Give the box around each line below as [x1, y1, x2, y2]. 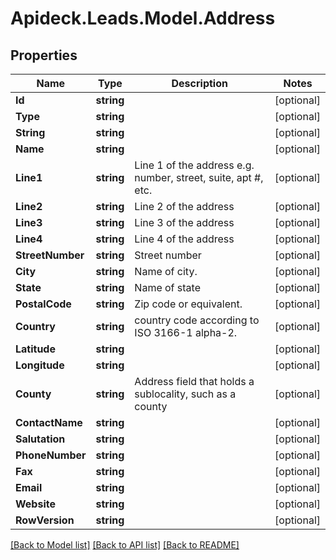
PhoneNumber [15, 448, 87, 462]
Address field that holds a [134, 375, 255, 388]
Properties [10, 47, 78, 64]
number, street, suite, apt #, [134, 171, 264, 184]
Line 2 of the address [134, 200, 235, 213]
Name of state [134, 281, 201, 294]
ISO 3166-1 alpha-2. [134, 326, 238, 339]
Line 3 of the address [134, 216, 235, 229]
